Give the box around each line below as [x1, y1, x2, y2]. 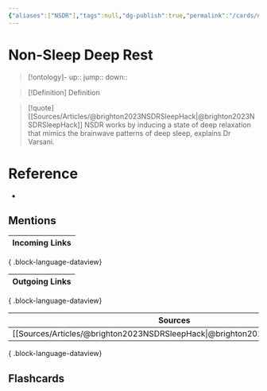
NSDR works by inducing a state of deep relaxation [84, 120, 252, 130]
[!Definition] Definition [27, 87, 101, 97]
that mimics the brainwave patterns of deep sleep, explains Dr [27, 128, 231, 137]
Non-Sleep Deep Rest [8, 45, 153, 64]
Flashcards [8, 371, 65, 385]
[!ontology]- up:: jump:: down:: [27, 72, 129, 82]
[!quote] [27, 103, 54, 112]
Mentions [8, 214, 57, 227]
